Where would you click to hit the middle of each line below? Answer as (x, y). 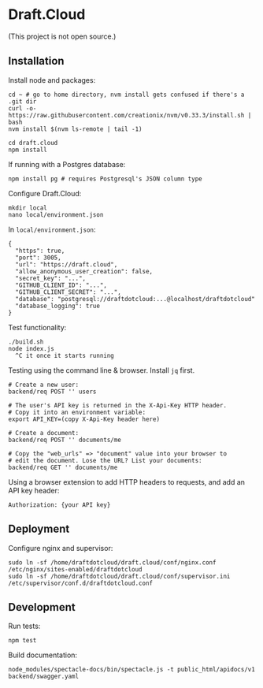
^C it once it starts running (65, 355)
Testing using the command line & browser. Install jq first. (102, 370)
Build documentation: (43, 655)
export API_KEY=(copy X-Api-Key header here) (84, 419)
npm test (22, 641)
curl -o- (22, 108)
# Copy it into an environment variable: (77, 412)
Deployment (39, 529)
